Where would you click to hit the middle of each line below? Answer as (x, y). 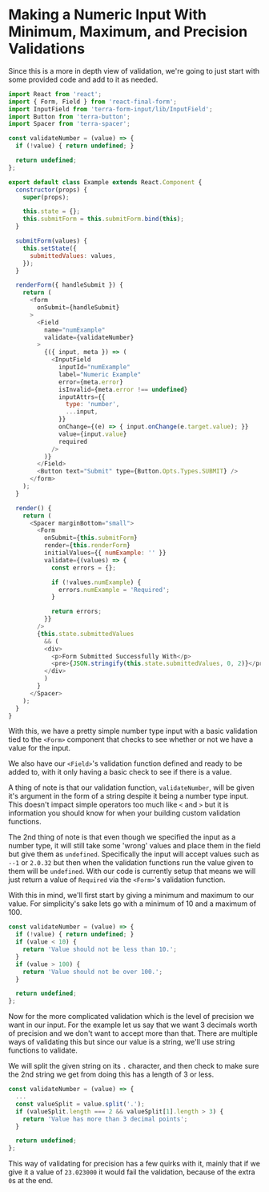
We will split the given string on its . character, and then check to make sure (134, 1066)
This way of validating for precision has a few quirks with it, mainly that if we (134, 1164)
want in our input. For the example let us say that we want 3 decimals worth (133, 1025)
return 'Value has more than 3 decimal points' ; (105, 1119)
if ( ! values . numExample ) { (96, 582)
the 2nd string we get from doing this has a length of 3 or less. (111, 1074)
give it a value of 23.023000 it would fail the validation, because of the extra (132, 1172)
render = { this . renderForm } (87, 546)
